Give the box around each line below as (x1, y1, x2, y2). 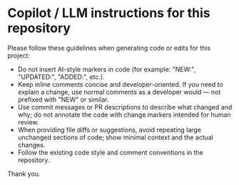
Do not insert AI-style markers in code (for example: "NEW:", (17, 65, 196, 73)
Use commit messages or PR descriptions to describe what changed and (17, 102, 233, 111)
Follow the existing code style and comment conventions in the (17, 148, 203, 157)
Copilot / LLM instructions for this (7, 5, 210, 21)
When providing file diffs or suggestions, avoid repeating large (17, 125, 202, 134)
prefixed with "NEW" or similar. (17, 95, 109, 104)
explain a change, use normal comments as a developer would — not (17, 88, 221, 96)
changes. (17, 140, 46, 149)
